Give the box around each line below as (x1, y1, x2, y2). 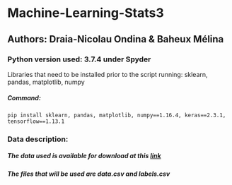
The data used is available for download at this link (7, 152, 161, 160)
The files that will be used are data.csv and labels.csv (7, 169, 170, 178)
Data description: (7, 134, 69, 144)
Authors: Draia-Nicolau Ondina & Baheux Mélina (7, 33, 224, 45)
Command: (7, 94, 41, 102)
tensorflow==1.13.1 (7, 118, 65, 125)
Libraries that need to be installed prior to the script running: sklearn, (7, 70, 208, 78)
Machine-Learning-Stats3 (7, 5, 164, 21)
